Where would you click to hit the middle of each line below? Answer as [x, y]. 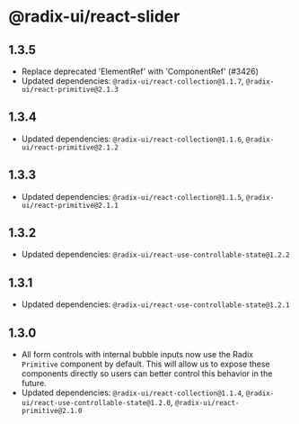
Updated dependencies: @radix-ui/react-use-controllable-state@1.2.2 [155, 255]
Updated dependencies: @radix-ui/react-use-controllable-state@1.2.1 [155, 304]
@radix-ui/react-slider [94, 17]
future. [34, 383]
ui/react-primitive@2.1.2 [70, 147]
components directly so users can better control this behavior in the [147, 374]
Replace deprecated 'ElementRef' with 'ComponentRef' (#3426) [140, 71]
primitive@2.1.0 [52, 411]
